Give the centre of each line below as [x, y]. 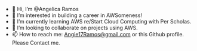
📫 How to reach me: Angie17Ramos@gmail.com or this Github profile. [98, 34]
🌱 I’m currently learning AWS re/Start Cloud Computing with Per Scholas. [101, 21]
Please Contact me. [36, 43]
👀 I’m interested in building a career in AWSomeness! [77, 15]
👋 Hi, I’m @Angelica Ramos [45, 9]
